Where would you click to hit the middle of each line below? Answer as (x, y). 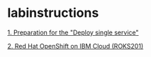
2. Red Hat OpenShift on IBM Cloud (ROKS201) (75, 46)
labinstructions (53, 13)
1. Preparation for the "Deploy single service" (73, 32)
